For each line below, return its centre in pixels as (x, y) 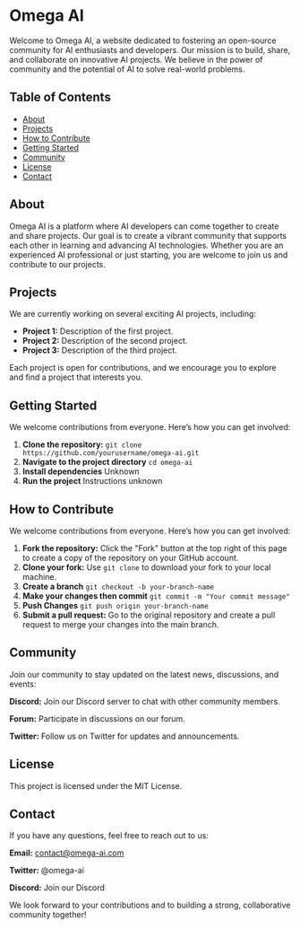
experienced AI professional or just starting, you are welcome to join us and (149, 254)
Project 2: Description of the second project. (105, 341)
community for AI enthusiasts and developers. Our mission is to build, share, (150, 49)
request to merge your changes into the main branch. (120, 624)
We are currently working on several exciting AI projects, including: (133, 314)
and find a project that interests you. (76, 377)
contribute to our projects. (57, 264)
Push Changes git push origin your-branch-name (115, 605)
